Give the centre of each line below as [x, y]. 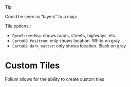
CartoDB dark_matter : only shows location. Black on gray [69, 46]
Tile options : [18, 26]
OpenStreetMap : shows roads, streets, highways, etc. [64, 35]
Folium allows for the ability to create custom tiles [55, 79]
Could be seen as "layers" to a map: [41, 16]
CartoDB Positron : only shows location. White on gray [66, 41]
